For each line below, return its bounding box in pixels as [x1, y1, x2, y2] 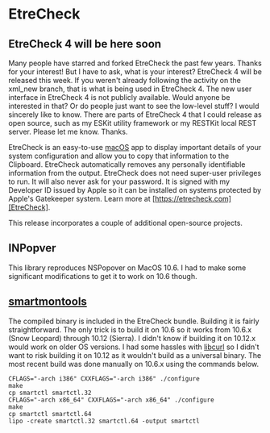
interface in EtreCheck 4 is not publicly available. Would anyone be [8, 93, 231, 102]
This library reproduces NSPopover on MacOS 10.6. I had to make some [8, 263, 247, 273]
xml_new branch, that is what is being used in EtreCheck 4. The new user [8, 84, 252, 94]
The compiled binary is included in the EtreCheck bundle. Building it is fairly [8, 316, 260, 326]
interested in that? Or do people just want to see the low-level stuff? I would [8, 102, 260, 110]
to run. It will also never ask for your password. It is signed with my [8, 177, 231, 186]
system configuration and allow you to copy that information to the [8, 151, 230, 160]
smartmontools [8, 295, 87, 309]
